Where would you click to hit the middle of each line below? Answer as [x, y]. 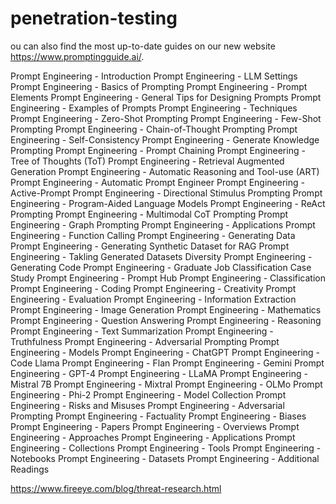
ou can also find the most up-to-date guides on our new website [143, 46]
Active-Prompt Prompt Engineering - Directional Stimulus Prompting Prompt [166, 193]
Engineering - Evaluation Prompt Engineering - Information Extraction [153, 299]
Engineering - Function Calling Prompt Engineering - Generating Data [153, 235]
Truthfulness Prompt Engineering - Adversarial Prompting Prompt [145, 341]
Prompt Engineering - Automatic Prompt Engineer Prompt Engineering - [157, 182]
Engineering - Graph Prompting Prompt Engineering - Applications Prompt [163, 224]
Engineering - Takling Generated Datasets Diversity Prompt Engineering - [161, 256]
